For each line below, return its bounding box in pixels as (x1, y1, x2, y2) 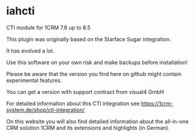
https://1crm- (140, 100, 173, 107)
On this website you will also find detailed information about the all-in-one (6, 118, 189, 125)
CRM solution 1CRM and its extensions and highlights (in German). (6, 124, 170, 131)
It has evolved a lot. (6, 47, 55, 54)
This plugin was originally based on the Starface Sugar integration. (6, 35, 171, 42)
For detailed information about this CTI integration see (6, 100, 140, 107)
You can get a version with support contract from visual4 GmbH (6, 88, 164, 95)
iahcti (6, 4, 35, 18)
